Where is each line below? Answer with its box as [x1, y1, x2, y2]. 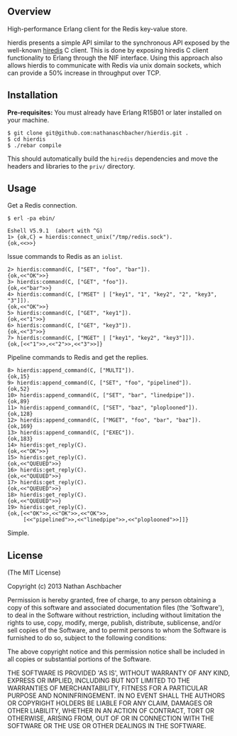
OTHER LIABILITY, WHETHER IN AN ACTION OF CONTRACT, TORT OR [7, 707, 214, 715]
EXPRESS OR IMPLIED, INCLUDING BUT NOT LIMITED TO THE [7, 676, 190, 685]
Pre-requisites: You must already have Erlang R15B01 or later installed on [7, 108, 222, 117]
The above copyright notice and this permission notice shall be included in [7, 647, 225, 656]
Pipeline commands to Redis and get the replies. [7, 353, 149, 362]
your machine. [7, 115, 50, 124]
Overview [7, 6, 52, 18]
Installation [7, 89, 58, 102]
